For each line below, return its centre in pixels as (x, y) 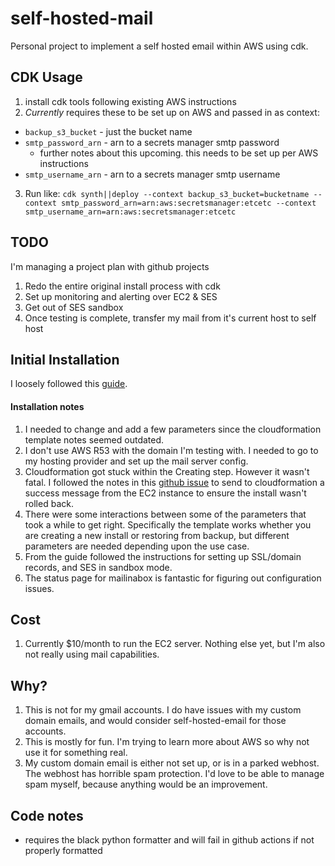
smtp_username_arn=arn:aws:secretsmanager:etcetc (130, 212)
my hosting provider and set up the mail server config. (136, 461)
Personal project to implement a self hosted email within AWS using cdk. (159, 46)
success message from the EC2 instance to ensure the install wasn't (165, 493)
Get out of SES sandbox (74, 307)
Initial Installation (65, 359)
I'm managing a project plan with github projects (110, 266)
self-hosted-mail (82, 18)
